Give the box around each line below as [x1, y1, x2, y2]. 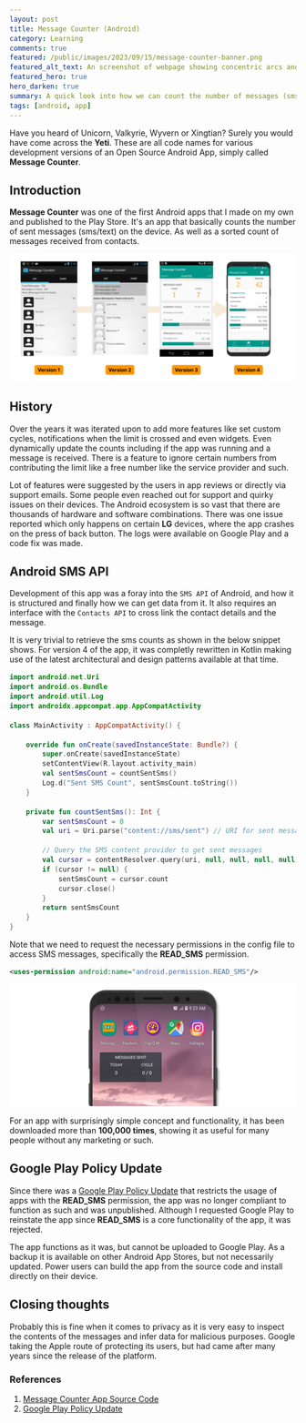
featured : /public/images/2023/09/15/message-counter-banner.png [9, 53, 262, 63]
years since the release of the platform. [9, 1350, 158, 1361]
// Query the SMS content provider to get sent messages [42, 846, 262, 855]
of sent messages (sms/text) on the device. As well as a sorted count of [9, 226, 280, 237]
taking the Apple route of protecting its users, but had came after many [9, 1340, 276, 1351]
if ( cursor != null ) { [42, 865, 128, 874]
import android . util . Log [9, 692, 104, 701]
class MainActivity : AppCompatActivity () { [9, 720, 181, 730]
